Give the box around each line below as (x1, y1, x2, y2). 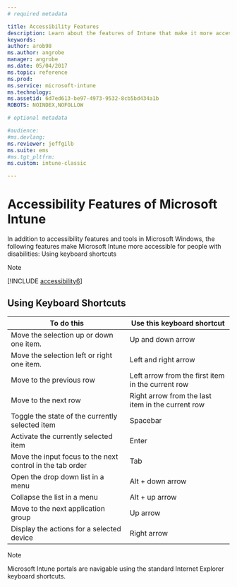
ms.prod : (7, 75, 33, 82)
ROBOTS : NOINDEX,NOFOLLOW (7, 101, 83, 109)
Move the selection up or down (11, 330, 114, 340)
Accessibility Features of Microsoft (7, 197, 217, 212)
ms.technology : (7, 89, 52, 96)
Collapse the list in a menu (11, 492, 99, 502)
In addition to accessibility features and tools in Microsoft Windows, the (7, 235, 215, 243)
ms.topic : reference (7, 68, 68, 76)
